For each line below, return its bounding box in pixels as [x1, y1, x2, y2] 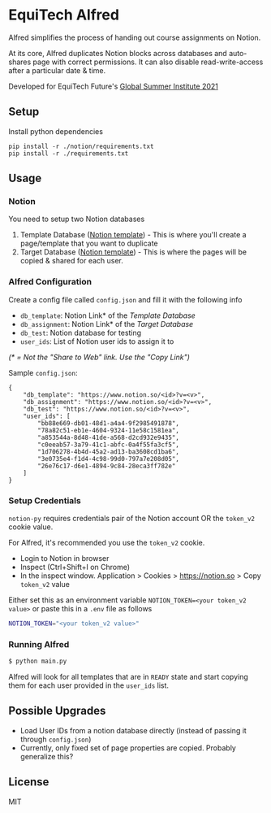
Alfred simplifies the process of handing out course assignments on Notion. [8, 33, 261, 42]
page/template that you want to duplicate [19, 238, 158, 249]
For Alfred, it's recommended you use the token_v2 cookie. [8, 538, 205, 548]
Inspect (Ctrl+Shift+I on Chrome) [19, 563, 131, 572]
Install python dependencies [8, 126, 104, 136]
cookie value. [8, 522, 54, 532]
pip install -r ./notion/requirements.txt [8, 142, 154, 150]
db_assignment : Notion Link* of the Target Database [19, 319, 194, 328]
